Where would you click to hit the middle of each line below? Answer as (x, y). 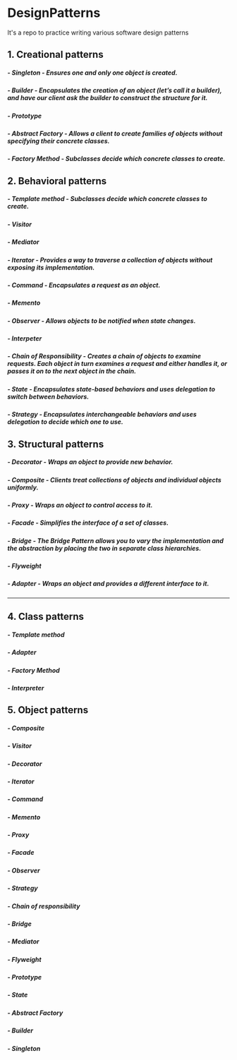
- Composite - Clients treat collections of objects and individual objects (115, 480)
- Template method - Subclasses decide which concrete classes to (108, 199)
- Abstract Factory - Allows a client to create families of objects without (115, 134)
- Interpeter (25, 339)
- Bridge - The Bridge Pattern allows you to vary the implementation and (116, 540)
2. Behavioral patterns (57, 181)
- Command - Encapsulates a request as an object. (84, 285)
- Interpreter (26, 688)
